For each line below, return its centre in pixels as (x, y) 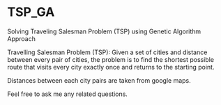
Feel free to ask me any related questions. (67, 94)
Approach (22, 38)
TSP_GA (31, 12)
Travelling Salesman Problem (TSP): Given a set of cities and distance (107, 52)
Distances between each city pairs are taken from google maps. (99, 80)
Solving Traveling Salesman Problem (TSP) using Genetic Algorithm (104, 31)
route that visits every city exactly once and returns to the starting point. (111, 67)
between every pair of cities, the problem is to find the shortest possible (111, 59)
